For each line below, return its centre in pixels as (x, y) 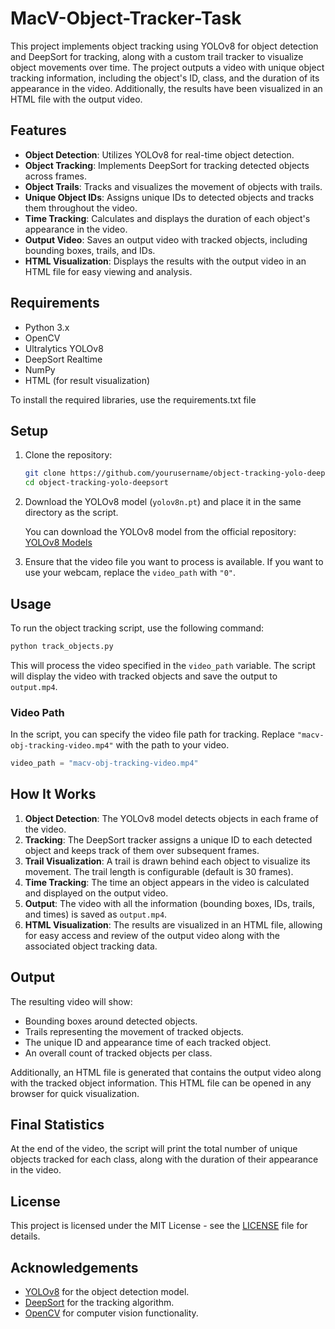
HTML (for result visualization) (87, 380)
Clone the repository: (68, 455)
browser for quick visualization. (75, 1093)
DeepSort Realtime (63, 359)
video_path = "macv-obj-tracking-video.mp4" (104, 763)
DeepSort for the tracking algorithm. (99, 1303)
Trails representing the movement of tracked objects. (134, 1031)
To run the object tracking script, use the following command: (137, 628)
